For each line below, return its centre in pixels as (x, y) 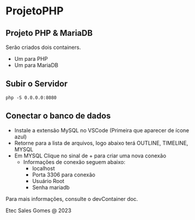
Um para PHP (31, 59)
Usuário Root (48, 181)
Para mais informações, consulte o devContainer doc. (72, 199)
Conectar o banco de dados (58, 116)
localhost (43, 168)
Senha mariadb (51, 187)
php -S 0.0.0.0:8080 (31, 97)
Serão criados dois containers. (43, 47)
